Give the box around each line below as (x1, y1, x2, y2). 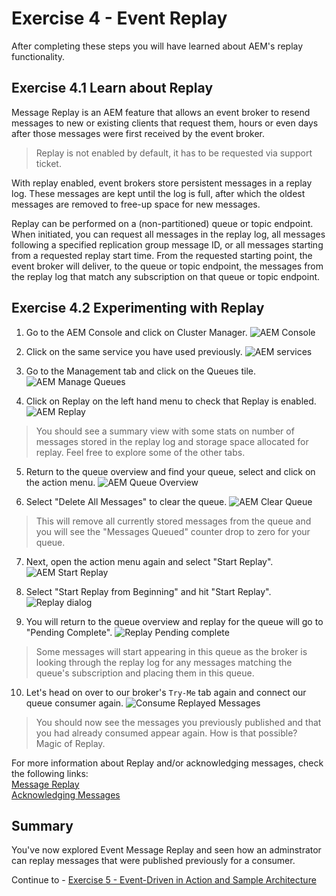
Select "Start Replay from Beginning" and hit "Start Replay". (25, 585, 272, 597)
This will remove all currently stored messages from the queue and (35, 515, 312, 527)
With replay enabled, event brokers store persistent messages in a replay (11, 177, 313, 189)
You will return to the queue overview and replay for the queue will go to (25, 615, 324, 627)
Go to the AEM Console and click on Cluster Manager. (25, 326, 248, 338)
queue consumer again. (25, 697, 124, 709)
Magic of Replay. (35, 737, 106, 749)
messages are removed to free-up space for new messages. (11, 198, 261, 210)
